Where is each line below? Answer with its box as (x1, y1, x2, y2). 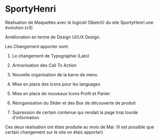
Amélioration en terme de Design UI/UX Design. (5, 34, 101, 40)
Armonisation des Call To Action (12, 62, 77, 68)
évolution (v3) (5, 24, 33, 30)
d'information (12, 114, 39, 120)
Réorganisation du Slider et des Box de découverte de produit (12, 100, 136, 105)
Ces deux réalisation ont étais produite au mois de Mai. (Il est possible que (5, 124, 154, 130)
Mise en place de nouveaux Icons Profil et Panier (12, 90, 110, 96)
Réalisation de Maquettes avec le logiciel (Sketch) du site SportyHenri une (5, 19, 154, 25)
